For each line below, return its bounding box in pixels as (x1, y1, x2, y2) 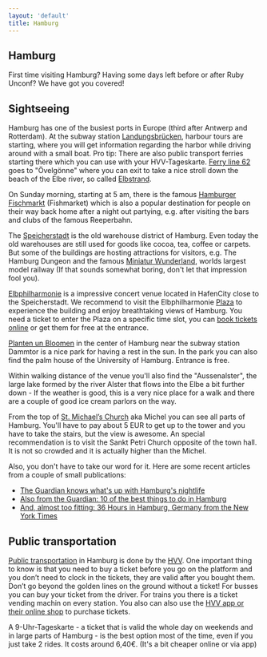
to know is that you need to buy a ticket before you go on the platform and (8, 564, 253, 574)
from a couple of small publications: (8, 470, 126, 480)
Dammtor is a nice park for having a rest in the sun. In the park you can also (8, 347, 258, 357)
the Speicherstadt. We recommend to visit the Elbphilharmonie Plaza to (8, 297, 243, 307)
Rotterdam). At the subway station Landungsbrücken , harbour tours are (8, 131, 244, 141)
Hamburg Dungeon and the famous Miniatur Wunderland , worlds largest (8, 256, 246, 266)
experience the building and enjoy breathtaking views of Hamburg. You (8, 306, 242, 316)
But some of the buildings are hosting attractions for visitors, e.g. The (8, 248, 237, 257)
